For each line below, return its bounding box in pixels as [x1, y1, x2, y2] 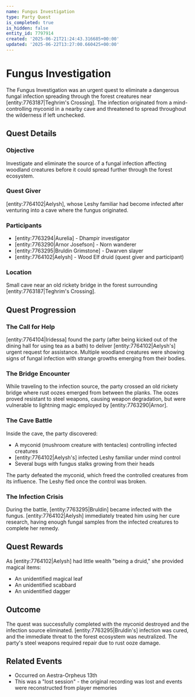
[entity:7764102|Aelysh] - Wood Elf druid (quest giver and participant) [14, 254, 184, 261]
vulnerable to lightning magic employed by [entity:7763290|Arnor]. [6, 402, 168, 409]
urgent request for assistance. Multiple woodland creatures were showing [6, 348, 185, 356]
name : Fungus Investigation [6, 8, 75, 15]
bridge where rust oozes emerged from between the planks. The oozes [6, 389, 179, 396]
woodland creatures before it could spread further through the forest [6, 166, 173, 173]
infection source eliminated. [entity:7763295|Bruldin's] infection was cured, [6, 626, 189, 634]
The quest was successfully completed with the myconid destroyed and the [6, 620, 190, 627]
